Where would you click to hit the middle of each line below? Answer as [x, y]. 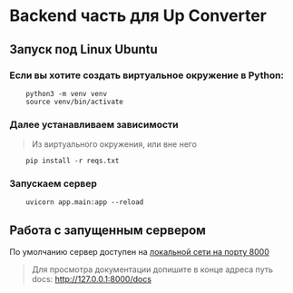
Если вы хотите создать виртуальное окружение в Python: [146, 75]
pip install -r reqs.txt [73, 161]
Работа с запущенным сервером [108, 230]
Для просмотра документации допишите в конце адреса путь [152, 269]
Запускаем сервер [54, 184]
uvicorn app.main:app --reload [85, 202]
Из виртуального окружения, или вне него [114, 144]
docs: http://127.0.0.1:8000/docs [92, 279]
